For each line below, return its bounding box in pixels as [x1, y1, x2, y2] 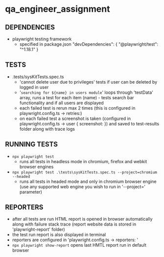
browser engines [19, 164, 54, 170]
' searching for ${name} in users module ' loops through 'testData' [19, 89, 153, 95]
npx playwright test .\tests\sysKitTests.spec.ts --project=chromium [12, 170, 158, 175]
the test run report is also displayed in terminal [12, 232, 106, 238]
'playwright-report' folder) [12, 227, 65, 232]
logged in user [19, 84, 49, 90]
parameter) [19, 189, 43, 195]
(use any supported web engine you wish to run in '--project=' [19, 183, 146, 190]
